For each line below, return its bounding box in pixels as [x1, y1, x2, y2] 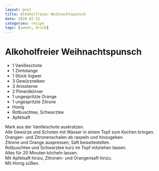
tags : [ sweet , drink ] [5, 25, 49, 30]
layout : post [5, 7, 32, 12]
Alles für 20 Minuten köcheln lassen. [5, 150, 78, 156]
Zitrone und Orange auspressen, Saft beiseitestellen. [5, 140, 110, 146]
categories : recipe [5, 21, 45, 26]
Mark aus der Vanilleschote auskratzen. [5, 124, 84, 130]
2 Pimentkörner [12, 88, 43, 94]
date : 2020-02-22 [5, 16, 40, 21]
